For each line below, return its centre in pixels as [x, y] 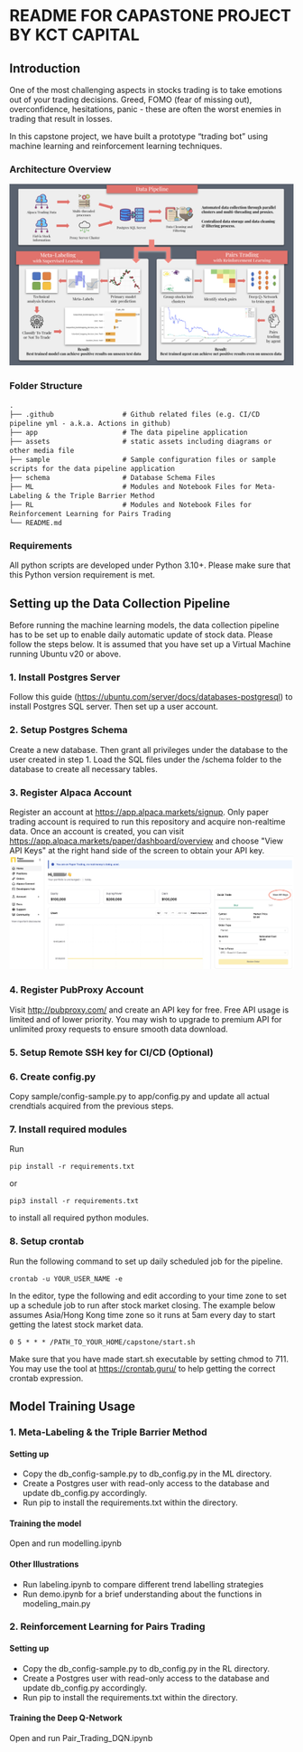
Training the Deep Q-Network [66, 1718]
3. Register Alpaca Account [71, 792]
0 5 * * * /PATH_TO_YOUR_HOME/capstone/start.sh [102, 1342]
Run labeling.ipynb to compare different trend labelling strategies [143, 1584]
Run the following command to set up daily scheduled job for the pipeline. [146, 1261]
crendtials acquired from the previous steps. [92, 1106]
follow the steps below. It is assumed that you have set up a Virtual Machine [150, 645]
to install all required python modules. [79, 1218]
